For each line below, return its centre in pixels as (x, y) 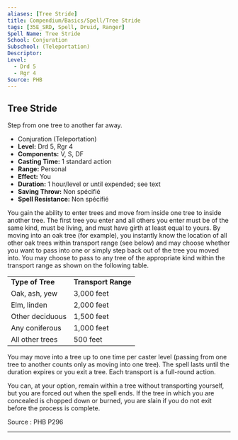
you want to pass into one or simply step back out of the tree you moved (113, 250)
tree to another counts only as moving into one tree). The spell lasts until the (119, 364)
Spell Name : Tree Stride (44, 34)
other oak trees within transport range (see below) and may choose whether (119, 243)
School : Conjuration (38, 40)
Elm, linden (29, 305)
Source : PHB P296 (35, 422)
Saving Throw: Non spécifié (59, 192)
